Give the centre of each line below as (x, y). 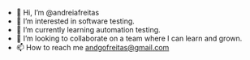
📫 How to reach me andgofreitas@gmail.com (93, 47)
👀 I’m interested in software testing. (75, 21)
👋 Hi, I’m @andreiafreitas (58, 13)
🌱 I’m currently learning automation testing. (88, 30)
